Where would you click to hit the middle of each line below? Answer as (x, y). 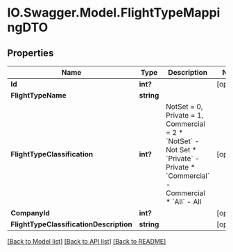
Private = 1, (185, 115)
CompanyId (30, 213)
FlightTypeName (38, 95)
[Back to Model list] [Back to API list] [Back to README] (87, 241)
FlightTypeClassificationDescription (72, 224)
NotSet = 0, (184, 107)
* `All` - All (184, 202)
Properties (31, 53)
